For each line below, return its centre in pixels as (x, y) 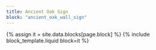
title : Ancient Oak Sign (37, 12)
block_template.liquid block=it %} (48, 40)
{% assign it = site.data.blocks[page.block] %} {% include (78, 34)
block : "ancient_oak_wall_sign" (46, 17)
